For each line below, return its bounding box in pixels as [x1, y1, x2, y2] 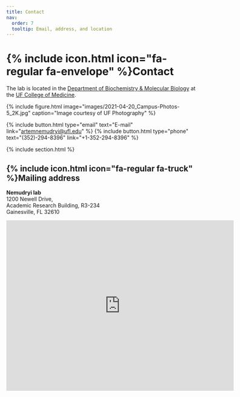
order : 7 [12, 20, 34, 26]
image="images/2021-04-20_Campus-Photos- [63, 103, 180, 110]
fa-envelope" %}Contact [45, 65, 174, 79]
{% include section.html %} [6, 146, 75, 153]
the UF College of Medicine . [6, 92, 76, 99]
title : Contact [6, 8, 45, 15]
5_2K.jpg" [6, 110, 31, 117]
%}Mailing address [6, 173, 81, 183]
